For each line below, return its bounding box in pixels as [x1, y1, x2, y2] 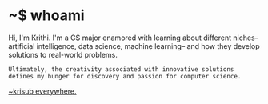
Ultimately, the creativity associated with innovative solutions [8, 65, 234, 74]
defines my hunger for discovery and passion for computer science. [8, 72, 242, 80]
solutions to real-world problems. [8, 50, 118, 59]
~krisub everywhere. [8, 86, 78, 96]
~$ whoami [8, 6, 86, 25]
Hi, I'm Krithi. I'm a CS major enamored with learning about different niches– [8, 33, 259, 42]
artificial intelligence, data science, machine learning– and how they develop [8, 41, 260, 50]
